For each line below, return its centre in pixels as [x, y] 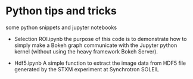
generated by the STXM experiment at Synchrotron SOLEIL [86, 69]
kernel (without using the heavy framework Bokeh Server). [86, 51]
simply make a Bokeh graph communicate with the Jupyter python [96, 45]
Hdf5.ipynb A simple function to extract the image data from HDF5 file [100, 63]
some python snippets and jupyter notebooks [61, 27]
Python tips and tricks [61, 11]
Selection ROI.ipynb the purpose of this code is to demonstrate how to [100, 39]
